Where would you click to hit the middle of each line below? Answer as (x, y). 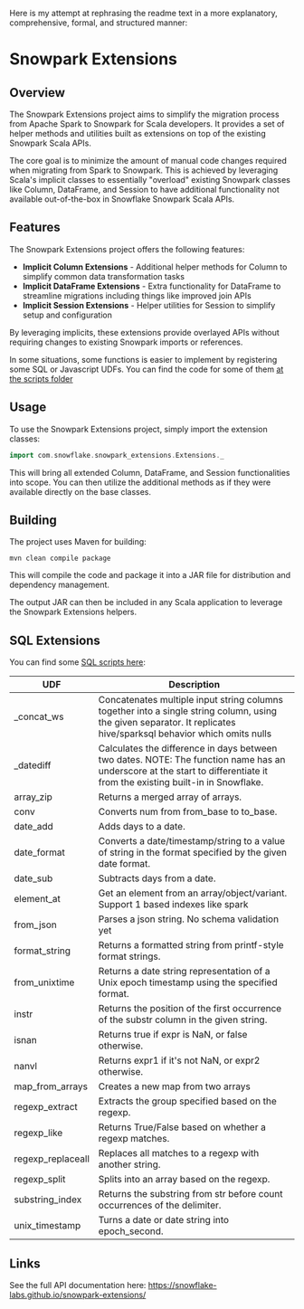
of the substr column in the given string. (183, 1020)
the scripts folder (42, 378)
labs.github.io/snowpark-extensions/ (78, 1295)
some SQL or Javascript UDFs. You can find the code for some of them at (147, 369)
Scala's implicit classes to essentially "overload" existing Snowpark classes (150, 180)
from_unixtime (44, 982)
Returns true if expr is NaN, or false (173, 1035)
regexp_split (40, 1180)
